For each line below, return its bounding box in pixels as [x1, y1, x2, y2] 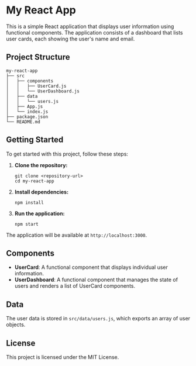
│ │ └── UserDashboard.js [6, 88, 80, 94]
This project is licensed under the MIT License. [6, 354, 119, 360]
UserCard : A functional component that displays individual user [14, 264, 169, 271]
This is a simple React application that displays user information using [6, 23, 174, 30]
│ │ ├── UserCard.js [6, 83, 67, 89]
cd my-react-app [14, 178, 54, 184]
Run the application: [14, 210, 66, 217]
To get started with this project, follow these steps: [6, 150, 129, 157]
